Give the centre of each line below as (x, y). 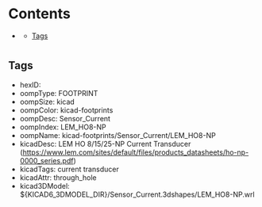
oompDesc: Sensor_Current (65, 118)
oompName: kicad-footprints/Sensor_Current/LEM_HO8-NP (118, 135)
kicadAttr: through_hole (58, 177)
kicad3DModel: (44, 186)
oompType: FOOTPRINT (59, 93)
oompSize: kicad (47, 102)
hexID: (30, 85)
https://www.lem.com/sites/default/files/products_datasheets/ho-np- (136, 152)
